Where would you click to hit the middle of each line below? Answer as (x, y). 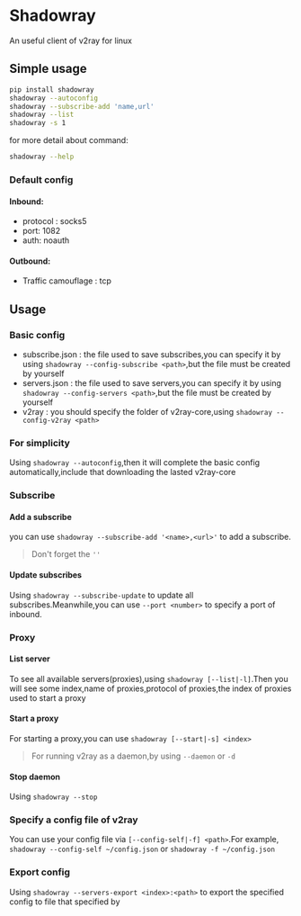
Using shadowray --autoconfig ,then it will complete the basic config (135, 462)
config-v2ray (47, 421)
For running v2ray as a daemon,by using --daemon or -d (133, 756)
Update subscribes (46, 575)
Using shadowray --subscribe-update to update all (102, 595)
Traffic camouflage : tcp (67, 281)
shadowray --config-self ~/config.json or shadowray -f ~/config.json (142, 849)
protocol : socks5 (54, 221)
